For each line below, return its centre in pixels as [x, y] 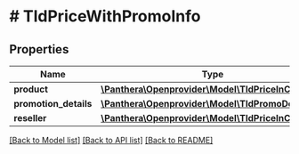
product [31, 89]
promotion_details [53, 104]
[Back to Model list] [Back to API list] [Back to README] [111, 140]
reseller [30, 118]
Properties [39, 49]
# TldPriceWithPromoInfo [105, 16]
